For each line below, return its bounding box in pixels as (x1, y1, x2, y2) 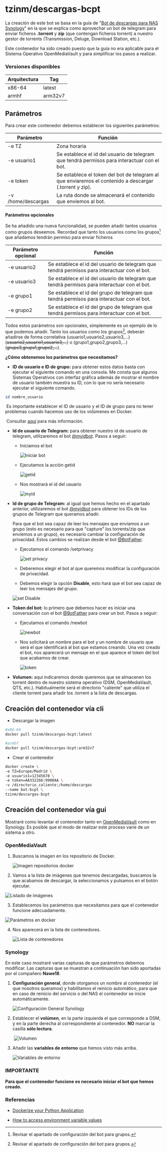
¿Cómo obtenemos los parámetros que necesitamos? (5, 354, 118, 360)
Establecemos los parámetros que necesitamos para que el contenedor (12, 902, 159, 908)
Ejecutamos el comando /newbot (19, 620, 87, 626)
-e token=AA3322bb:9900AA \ (5, 778, 64, 783)
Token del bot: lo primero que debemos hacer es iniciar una (12, 605, 136, 611)
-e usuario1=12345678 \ (5, 773, 55, 778)
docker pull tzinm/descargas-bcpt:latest (5, 732, 92, 737)
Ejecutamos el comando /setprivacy (19, 546, 93, 552)
